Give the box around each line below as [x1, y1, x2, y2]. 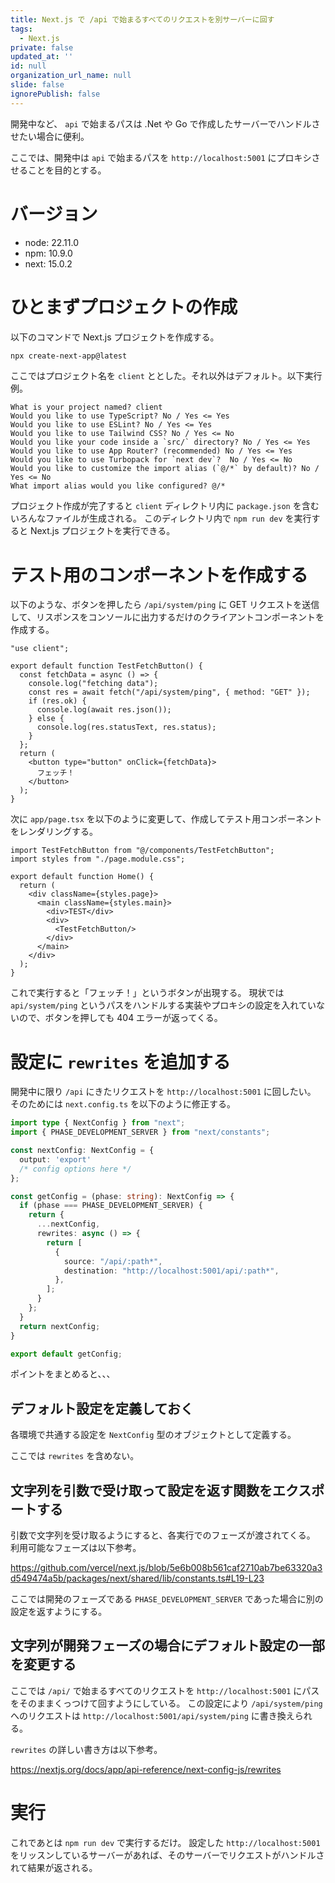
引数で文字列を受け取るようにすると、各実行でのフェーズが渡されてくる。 [10, 1529, 316, 1541]
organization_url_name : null [10, 71, 132, 81]
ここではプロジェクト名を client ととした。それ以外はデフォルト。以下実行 [10, 370, 323, 382]
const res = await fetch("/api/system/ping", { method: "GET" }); [28, 687, 311, 698]
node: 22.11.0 [24, 236, 79, 248]
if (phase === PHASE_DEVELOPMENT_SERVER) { [19, 1201, 203, 1211]
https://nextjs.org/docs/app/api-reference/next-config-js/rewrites [10, 1763, 282, 1775]
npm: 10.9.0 [24, 247, 73, 259]
